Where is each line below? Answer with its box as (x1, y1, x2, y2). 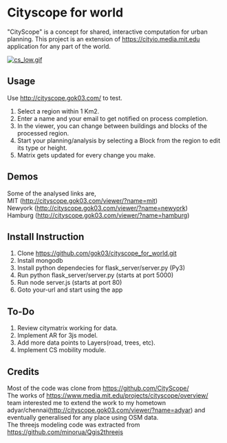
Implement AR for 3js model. (17, 332, 98, 340)
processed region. (17, 129, 69, 137)
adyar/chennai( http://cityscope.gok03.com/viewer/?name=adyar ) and (7, 406, 206, 414)
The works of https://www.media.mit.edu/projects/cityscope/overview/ (7, 391, 208, 400)
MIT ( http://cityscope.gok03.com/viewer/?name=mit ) (7, 196, 158, 204)
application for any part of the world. (7, 42, 111, 50)
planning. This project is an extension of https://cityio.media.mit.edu (7, 34, 201, 43)
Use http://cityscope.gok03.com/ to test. (7, 94, 122, 102)
